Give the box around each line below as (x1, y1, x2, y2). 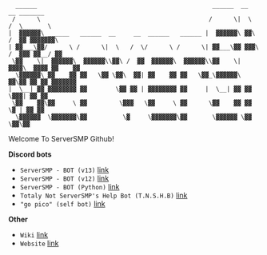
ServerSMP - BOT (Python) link (19, 182, 120, 191)
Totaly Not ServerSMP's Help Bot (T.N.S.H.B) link (19, 190, 188, 200)
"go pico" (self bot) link (19, 199, 106, 209)
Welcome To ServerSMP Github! (8, 134, 114, 143)
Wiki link (19, 230, 49, 239)
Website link (19, 238, 59, 248)
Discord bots (8, 149, 52, 159)
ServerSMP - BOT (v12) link (19, 173, 110, 183)
